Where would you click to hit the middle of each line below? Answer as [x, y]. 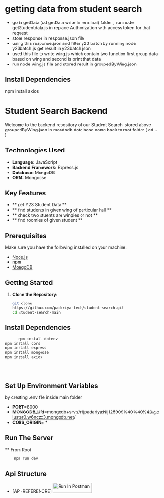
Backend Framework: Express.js [45, 167]
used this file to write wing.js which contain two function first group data [85, 54]
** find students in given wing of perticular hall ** [62, 210]
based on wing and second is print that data [56, 59]
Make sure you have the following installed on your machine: [66, 247]
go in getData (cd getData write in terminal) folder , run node [73, 22]
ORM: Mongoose [29, 177]
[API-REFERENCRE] [32, 491]
